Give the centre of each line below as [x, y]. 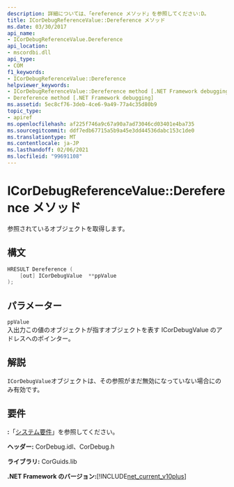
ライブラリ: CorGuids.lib [42, 461]
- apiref [20, 117]
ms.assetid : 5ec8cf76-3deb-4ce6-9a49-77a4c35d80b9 [82, 105]
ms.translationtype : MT [42, 137]
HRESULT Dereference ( [40, 269]
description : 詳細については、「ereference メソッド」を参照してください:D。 [109, 14]
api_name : [22, 33]
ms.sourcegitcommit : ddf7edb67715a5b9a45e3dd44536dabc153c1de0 [101, 130]
